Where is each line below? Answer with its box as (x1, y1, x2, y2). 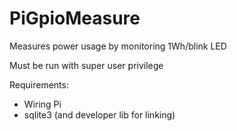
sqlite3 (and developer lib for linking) (23, 108, 176, 121)
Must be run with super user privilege (9, 59, 164, 71)
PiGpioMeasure (9, 7, 141, 30)
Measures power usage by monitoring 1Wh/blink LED (9, 40, 227, 52)
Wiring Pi (23, 98, 62, 110)
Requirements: (9, 78, 69, 91)
